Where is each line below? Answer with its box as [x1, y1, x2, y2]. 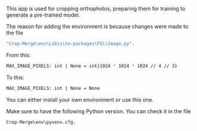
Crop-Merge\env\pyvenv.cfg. [6, 119, 76, 125]
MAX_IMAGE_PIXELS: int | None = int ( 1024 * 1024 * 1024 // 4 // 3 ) [6, 63, 178, 69]
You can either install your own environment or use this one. [6, 96, 154, 103]
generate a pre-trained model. [6, 11, 81, 18]
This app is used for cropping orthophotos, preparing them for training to [6, 5, 186, 12]
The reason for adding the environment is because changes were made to [6, 23, 189, 30]
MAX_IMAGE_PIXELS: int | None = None [6, 85, 100, 91]
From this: [6, 51, 31, 58]
